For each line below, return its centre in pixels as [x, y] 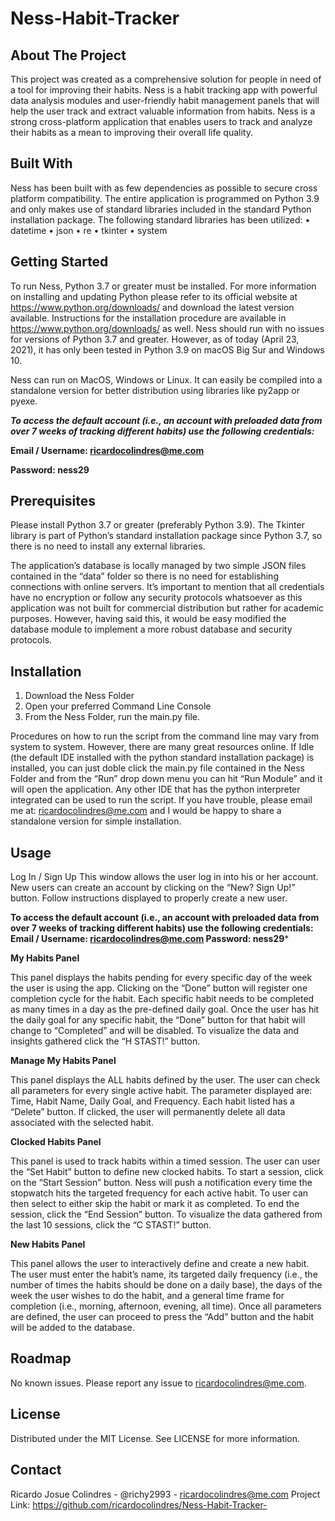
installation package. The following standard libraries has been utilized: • [160, 219]
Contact [36, 1470]
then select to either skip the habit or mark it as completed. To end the [155, 1204]
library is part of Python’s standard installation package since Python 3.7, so [166, 536]
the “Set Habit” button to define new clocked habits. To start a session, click [167, 1172]
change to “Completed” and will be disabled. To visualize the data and [155, 1031]
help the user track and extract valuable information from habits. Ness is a [163, 111]
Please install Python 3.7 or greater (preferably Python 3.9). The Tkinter [157, 525]
